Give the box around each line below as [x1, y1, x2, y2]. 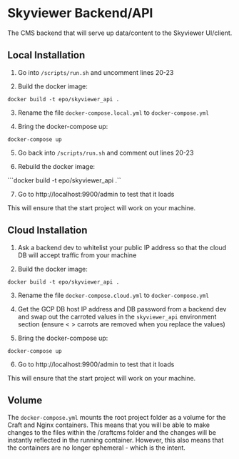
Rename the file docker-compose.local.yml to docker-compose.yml [17, 108, 209, 117]
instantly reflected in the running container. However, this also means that [7, 436, 224, 445]
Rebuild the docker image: [17, 162, 95, 170]
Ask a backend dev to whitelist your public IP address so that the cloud [17, 243, 227, 252]
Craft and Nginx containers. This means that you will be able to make [7, 421, 210, 429]
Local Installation [7, 49, 86, 61]
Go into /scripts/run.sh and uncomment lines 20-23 [17, 68, 174, 76]
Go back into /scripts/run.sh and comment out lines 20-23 [17, 148, 194, 157]
